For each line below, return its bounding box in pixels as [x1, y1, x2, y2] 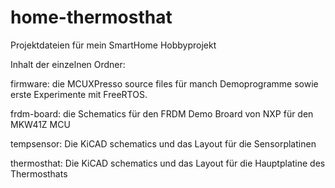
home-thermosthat [10, 6, 173, 29]
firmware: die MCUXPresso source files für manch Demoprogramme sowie [10, 77, 319, 90]
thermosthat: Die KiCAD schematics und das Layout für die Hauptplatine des [10, 157, 326, 169]
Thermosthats [10, 167, 68, 180]
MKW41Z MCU [10, 118, 71, 130]
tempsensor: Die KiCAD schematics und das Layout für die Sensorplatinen [10, 137, 317, 150]
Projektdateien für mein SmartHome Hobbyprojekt [10, 39, 217, 51]
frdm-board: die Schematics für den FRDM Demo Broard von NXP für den [10, 107, 314, 120]
